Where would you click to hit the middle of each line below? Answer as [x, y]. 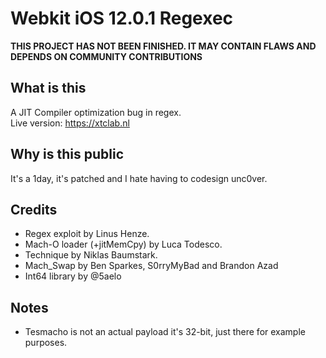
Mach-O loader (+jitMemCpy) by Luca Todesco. [123, 244]
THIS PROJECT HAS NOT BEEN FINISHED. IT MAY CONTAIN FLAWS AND [163, 46]
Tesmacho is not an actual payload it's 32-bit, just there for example [165, 332]
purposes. [46, 343]
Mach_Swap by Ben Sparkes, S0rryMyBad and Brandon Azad [151, 266]
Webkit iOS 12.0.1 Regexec [122, 18]
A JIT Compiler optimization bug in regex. [96, 112]
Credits [34, 209]
